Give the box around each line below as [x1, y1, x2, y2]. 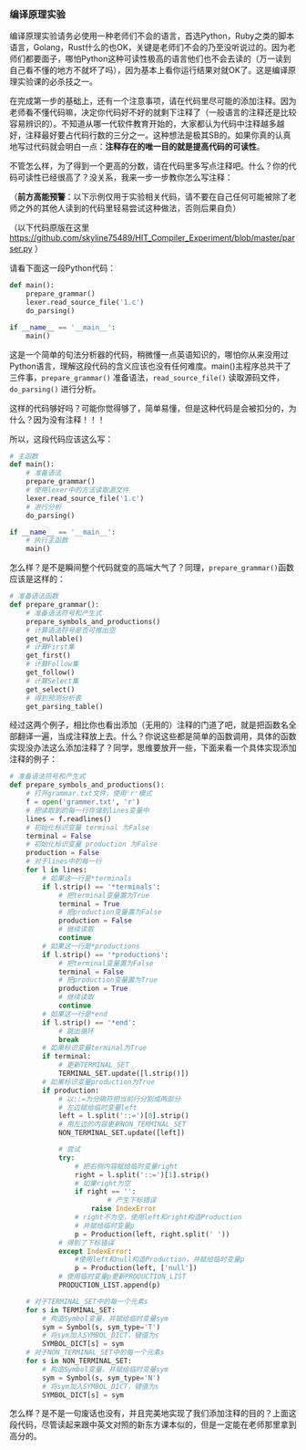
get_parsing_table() [25, 702, 104, 711]
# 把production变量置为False [57, 908, 162, 917]
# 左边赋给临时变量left [57, 1102, 138, 1112]
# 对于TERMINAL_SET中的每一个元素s [25, 1297, 148, 1306]
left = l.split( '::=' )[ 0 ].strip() [57, 1111, 189, 1121]
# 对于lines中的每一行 [25, 857, 102, 866]
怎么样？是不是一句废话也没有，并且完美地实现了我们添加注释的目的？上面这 [9, 1408, 297, 1419]
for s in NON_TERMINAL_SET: [25, 1357, 132, 1366]
